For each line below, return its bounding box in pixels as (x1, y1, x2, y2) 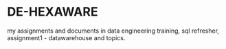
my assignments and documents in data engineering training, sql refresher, (7, 27, 220, 35)
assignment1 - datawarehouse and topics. (7, 33, 126, 42)
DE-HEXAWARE (7, 4, 98, 20)
